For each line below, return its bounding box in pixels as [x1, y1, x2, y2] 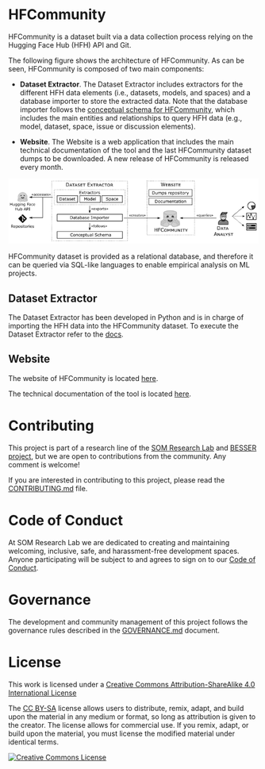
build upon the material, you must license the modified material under [8, 729, 236, 738]
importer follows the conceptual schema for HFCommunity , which [19, 105, 236, 114]
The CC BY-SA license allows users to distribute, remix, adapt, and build [8, 703, 244, 713]
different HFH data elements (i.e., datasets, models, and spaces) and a [19, 87, 252, 97]
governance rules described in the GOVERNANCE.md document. [8, 625, 221, 635]
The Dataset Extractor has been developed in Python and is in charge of [8, 313, 244, 322]
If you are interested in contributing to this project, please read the [8, 475, 225, 485]
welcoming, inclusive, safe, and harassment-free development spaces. [8, 546, 240, 556]
